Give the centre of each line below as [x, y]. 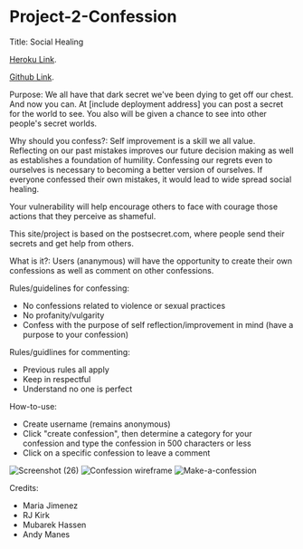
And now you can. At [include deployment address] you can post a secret [147, 104]
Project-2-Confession [93, 17]
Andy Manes [46, 534]
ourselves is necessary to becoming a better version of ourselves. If [136, 169]
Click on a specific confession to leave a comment [116, 453]
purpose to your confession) [76, 334]
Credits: [24, 487]
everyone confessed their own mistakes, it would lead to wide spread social [151, 179]
